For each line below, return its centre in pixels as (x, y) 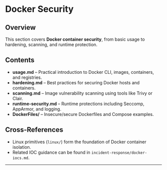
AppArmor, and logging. (37, 109)
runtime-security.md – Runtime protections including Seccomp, (78, 104)
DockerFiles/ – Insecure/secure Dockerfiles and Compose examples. (83, 114)
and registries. (27, 77)
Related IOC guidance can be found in (51, 152)
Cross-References (34, 130)
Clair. (18, 98)
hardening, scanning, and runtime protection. (51, 45)
